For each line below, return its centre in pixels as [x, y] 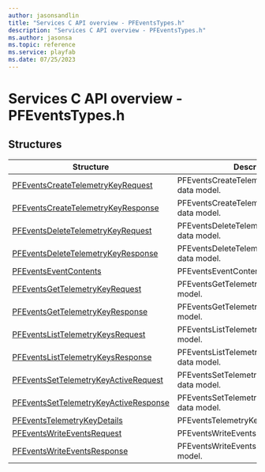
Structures [35, 144]
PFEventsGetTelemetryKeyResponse [80, 312]
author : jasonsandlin [44, 15]
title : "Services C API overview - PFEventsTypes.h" [97, 23]
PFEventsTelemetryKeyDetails [68, 420]
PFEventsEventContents [57, 271]
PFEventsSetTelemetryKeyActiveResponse [91, 402]
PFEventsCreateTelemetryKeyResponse [86, 208]
